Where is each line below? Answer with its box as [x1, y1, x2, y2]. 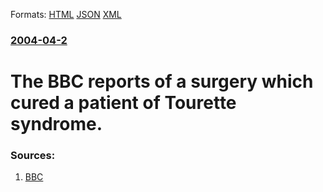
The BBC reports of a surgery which [10, 70, 314, 93]
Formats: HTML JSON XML [10, 9, 122, 20]
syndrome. [10, 113, 103, 136]
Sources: [10, 149, 56, 163]
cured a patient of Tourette [10, 92, 237, 114]
